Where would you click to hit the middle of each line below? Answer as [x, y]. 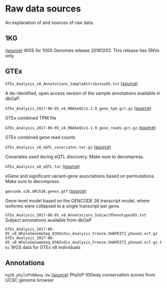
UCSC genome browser [29, 280]
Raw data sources [43, 9]
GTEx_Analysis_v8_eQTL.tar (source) [42, 166]
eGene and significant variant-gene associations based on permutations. [80, 176]
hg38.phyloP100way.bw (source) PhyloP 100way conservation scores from [80, 275]
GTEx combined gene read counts [40, 137]
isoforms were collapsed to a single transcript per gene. [63, 206]
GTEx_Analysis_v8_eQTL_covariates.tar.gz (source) [58, 147]
